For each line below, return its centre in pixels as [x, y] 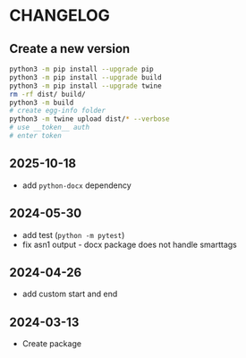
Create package [52, 344]
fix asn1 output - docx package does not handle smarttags [129, 244]
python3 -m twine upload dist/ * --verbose [89, 119]
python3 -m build [42, 102]
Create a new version [70, 49]
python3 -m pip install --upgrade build [86, 77]
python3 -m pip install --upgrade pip [81, 69]
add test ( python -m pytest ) [73, 234]
